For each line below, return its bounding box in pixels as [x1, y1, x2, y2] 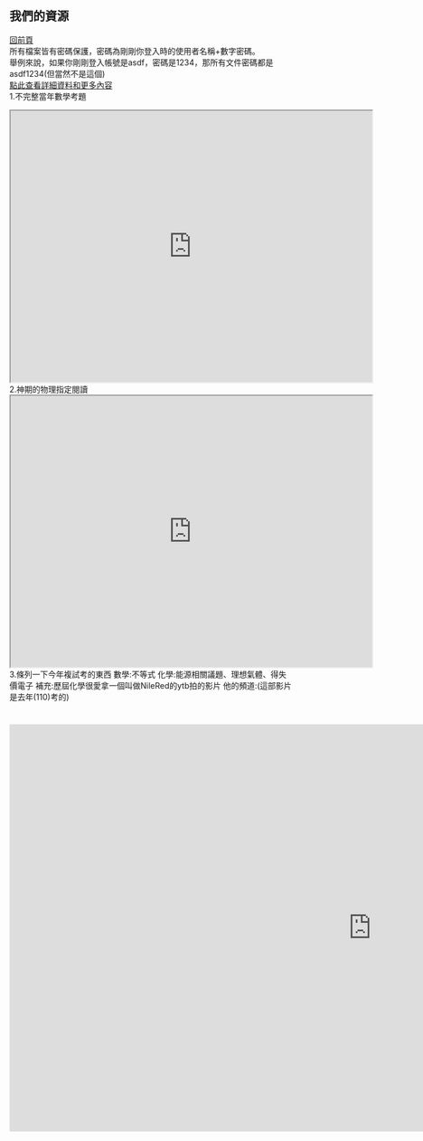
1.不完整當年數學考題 [9, 90, 87, 101]
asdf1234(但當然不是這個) [9, 68, 106, 79]
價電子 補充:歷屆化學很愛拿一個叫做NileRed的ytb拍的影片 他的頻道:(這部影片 [9, 680, 292, 690]
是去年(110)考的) [9, 691, 70, 702]
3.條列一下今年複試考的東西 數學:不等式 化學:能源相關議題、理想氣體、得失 [9, 669, 287, 680]
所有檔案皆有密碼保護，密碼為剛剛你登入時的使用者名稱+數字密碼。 [9, 45, 260, 56]
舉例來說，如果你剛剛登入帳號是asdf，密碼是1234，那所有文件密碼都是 [9, 57, 274, 68]
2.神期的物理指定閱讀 [9, 384, 89, 395]
